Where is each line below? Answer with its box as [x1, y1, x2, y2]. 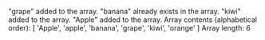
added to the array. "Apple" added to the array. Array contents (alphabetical [8, 15, 258, 24]
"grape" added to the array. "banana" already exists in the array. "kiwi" [8, 7, 241, 16]
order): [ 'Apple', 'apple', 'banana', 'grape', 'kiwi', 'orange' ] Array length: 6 [8, 24, 251, 32]
